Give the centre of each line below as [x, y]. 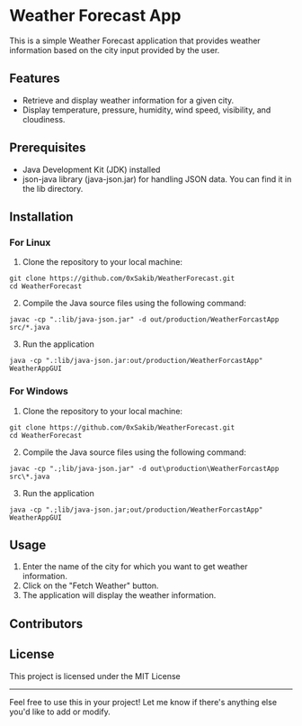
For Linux [30, 242]
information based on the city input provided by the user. [115, 50]
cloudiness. [44, 119]
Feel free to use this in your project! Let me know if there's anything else [143, 702]
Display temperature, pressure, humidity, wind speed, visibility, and [147, 110]
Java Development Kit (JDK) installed [91, 169]
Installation [41, 217]
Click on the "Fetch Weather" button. [90, 585]
